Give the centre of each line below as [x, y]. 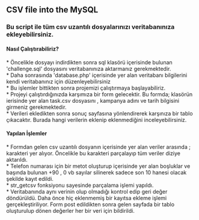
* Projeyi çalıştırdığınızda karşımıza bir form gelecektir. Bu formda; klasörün [99, 94]
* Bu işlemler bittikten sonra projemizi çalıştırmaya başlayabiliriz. [86, 88]
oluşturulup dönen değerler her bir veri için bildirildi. [71, 210]
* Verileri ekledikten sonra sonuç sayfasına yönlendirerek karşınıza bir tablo [100, 113]
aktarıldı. [17, 159]
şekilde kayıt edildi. [30, 179]
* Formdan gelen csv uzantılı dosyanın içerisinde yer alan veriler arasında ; [99, 147]
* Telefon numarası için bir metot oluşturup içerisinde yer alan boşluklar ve [98, 166]
